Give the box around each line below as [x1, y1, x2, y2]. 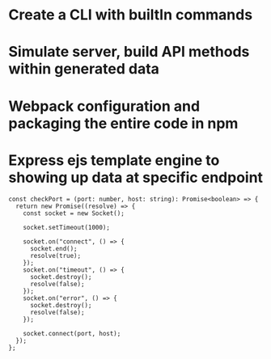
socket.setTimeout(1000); [23, 223, 111, 231]
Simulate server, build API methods [8, 43, 250, 61]
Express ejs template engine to [8, 151, 220, 169]
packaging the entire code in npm [8, 114, 239, 133]
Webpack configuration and [8, 97, 201, 115]
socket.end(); [29, 244, 78, 252]
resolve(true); [29, 251, 82, 260]
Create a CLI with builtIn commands [8, 6, 253, 24]
